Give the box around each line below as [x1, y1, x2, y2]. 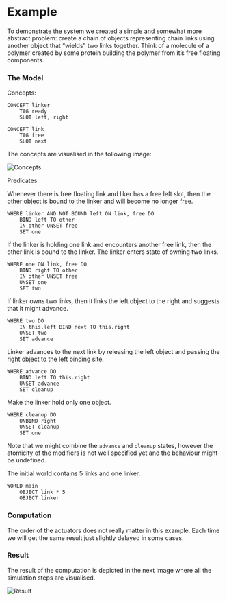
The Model [7, 73, 44, 82]
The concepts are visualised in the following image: [7, 150, 152, 158]
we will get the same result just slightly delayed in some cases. [7, 533, 184, 542]
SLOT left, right [19, 114, 69, 121]
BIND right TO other [19, 267, 78, 274]
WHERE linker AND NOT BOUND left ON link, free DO [7, 211, 155, 217]
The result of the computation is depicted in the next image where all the [7, 566, 212, 574]
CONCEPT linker [7, 102, 51, 109]
